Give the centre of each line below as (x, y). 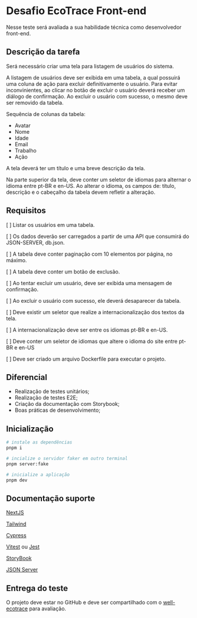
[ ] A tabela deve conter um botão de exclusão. (63, 272)
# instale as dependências (39, 442)
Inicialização (30, 429)
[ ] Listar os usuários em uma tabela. (50, 224)
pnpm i (14, 448)
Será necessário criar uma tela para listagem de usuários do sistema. (90, 66)
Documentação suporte (51, 498)
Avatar (22, 125)
